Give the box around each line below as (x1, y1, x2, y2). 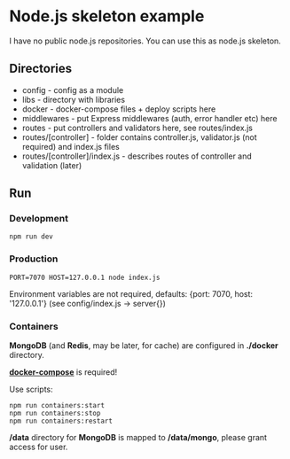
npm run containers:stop (9, 409, 101, 418)
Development (9, 213, 69, 225)
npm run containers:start (9, 401, 105, 410)
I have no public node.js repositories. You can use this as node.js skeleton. (9, 35, 281, 46)
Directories (9, 61, 73, 76)
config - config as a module (21, 84, 124, 95)
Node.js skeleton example (9, 6, 205, 27)
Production (9, 253, 59, 265)
